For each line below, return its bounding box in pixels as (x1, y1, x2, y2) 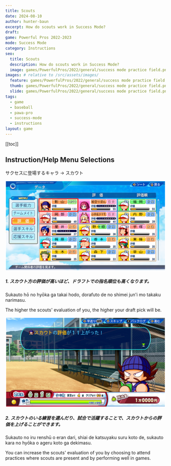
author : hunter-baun (5, 19, 49, 24)
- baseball (10, 105, 33, 110)
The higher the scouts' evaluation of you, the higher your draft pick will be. (5, 307, 162, 313)
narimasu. (5, 297, 26, 303)
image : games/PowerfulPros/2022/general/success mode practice (10, 67, 147, 72)
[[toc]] (5, 140, 19, 147)
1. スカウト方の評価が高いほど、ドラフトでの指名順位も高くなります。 (5, 278, 152, 284)
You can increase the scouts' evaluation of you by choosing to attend (5, 450, 151, 456)
